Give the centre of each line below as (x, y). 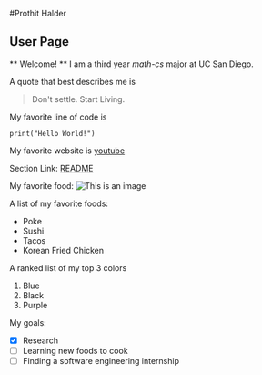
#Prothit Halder (38, 13)
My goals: (28, 322)
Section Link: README (51, 168)
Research (40, 340)
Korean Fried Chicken (63, 250)
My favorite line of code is (58, 117)
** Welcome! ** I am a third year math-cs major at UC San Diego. (131, 64)
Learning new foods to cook (76, 350)
